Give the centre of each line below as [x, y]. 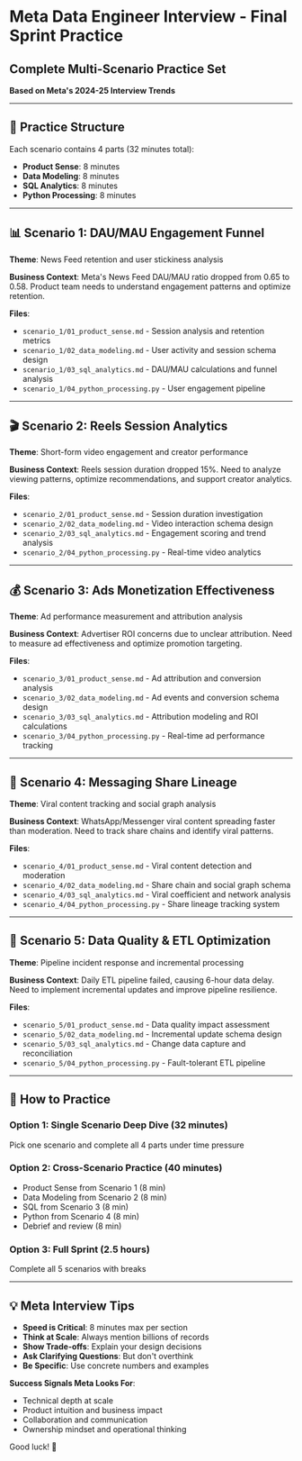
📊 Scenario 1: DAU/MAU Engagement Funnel [137, 233]
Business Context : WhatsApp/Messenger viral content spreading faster [142, 821]
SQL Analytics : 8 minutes [70, 186]
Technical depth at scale [68, 1400]
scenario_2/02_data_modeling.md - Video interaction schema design [148, 523]
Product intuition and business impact [93, 1410]
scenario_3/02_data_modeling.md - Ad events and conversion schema [151, 698]
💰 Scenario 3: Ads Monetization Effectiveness [142, 590]
